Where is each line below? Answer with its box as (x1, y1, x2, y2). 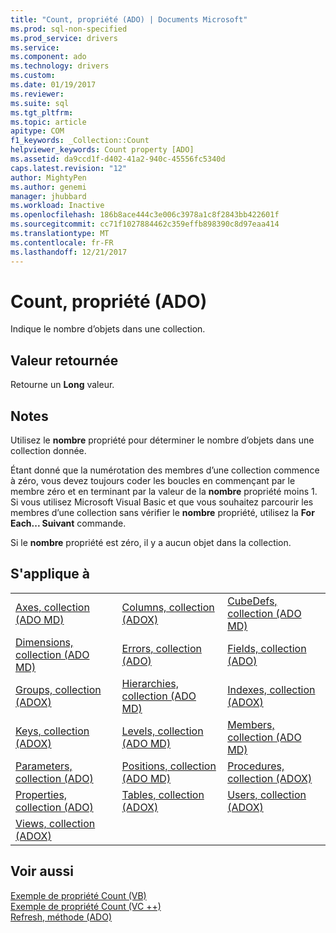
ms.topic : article (10, 117, 87, 127)
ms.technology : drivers (10, 61, 110, 71)
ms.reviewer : (10, 89, 65, 99)
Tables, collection (121, 787, 205, 801)
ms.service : (10, 42, 60, 53)
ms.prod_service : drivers (10, 33, 118, 43)
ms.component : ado (10, 52, 87, 62)
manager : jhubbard (10, 191, 87, 201)
